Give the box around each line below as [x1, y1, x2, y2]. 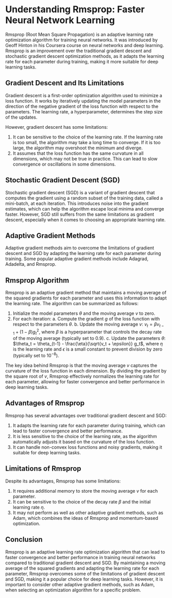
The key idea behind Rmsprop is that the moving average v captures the [5, 362, 158, 369]
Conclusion [5, 535, 43, 544]
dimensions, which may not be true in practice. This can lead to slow [12, 155, 158, 162]
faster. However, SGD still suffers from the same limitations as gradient [5, 211, 155, 217]
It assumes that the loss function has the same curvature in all [12, 150, 144, 156]
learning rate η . [12, 504, 45, 510]
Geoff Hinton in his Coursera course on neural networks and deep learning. [5, 42, 164, 48]
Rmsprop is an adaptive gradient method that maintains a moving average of [5, 290, 166, 296]
